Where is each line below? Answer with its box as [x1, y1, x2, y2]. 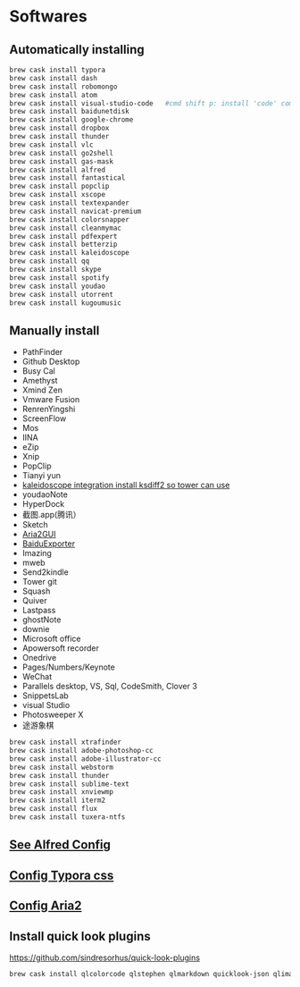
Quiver [21, 595, 47, 606]
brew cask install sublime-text [9, 780, 129, 789]
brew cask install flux [9, 805, 98, 814]
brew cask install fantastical [9, 173, 126, 182]
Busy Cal [21, 366, 55, 376]
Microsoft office [21, 633, 82, 645]
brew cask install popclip [9, 181, 110, 191]
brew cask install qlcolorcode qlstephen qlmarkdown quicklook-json [9, 969, 270, 978]
